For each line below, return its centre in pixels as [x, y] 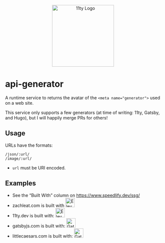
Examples [21, 183]
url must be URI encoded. [39, 167]
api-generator [34, 84]
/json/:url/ [17, 154]
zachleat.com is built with [38, 205]
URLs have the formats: [29, 145]
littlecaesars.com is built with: [42, 236]
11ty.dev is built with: [33, 215]
